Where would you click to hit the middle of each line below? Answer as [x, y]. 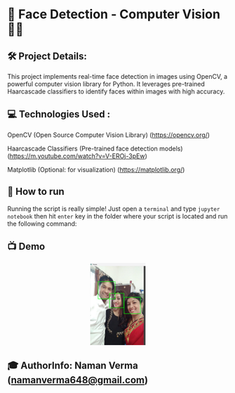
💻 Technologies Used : [59, 114]
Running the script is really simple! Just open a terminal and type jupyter [114, 208]
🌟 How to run [36, 192]
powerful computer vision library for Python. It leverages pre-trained [106, 84]
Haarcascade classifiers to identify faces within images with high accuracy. [116, 91]
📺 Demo [26, 246]
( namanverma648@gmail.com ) [78, 380]
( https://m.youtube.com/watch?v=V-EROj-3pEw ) [77, 156]
